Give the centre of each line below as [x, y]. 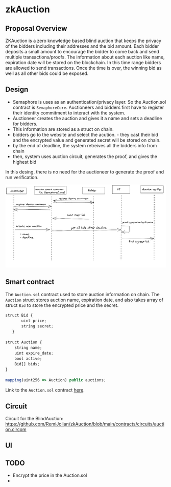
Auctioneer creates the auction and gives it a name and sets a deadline [87, 118]
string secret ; [37, 326]
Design [17, 90]
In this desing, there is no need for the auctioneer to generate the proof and [85, 172]
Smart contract [30, 282]
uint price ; [34, 321]
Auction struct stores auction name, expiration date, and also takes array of [84, 300]
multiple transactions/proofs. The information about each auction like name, [85, 57]
